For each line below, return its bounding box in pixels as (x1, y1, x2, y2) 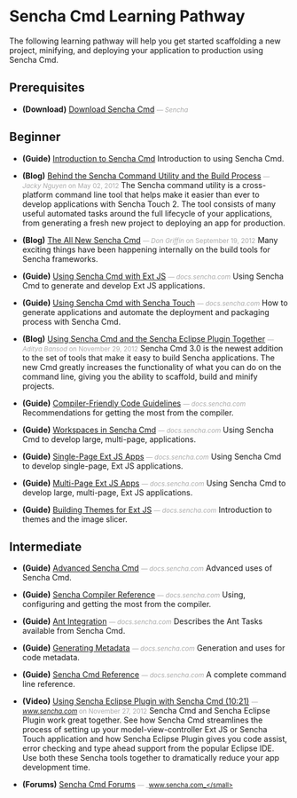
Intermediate (9, 539, 82, 554)
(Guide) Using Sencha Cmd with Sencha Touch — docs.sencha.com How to (21, 297, 288, 308)
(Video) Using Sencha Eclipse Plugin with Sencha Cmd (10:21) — (21, 696, 259, 707)
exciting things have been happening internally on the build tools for (21, 244, 270, 255)
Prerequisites (9, 80, 85, 95)
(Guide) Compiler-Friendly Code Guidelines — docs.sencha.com (21, 398, 246, 408)
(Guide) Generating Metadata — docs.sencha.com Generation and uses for (21, 643, 285, 653)
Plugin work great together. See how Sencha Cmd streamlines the (21, 715, 263, 725)
